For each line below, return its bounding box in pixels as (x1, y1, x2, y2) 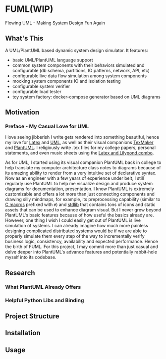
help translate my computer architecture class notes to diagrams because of (5, 165, 161, 171)
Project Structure (5, 312, 59, 320)
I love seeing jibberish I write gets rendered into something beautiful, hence (5, 134, 160, 140)
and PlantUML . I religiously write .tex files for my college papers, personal (5, 145, 156, 151)
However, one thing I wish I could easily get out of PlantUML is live (5, 217, 141, 223)
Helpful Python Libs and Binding (5, 297, 84, 304)
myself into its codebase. (5, 254, 56, 260)
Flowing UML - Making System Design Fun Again (5, 20, 106, 26)
